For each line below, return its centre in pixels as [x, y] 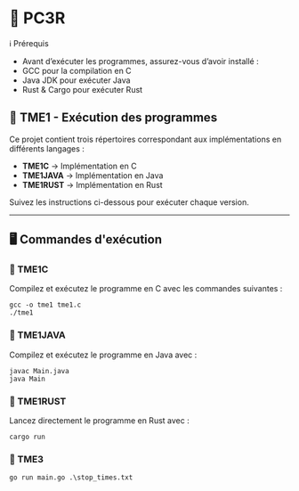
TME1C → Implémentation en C [79, 166]
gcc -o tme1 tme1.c [45, 305]
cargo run [28, 437]
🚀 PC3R [37, 18]
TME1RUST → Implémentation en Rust [92, 184]
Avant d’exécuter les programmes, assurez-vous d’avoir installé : [141, 61]
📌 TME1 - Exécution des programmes [113, 118]
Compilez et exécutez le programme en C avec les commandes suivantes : [146, 289]
